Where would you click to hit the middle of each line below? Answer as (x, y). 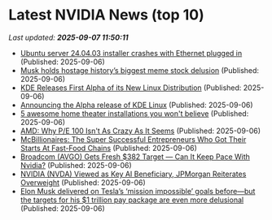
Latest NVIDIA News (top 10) (107, 15)
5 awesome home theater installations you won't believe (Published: (134, 113)
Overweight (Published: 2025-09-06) (83, 182)
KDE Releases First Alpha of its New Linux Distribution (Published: (131, 88)
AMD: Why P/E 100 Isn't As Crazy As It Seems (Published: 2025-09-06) (140, 131)
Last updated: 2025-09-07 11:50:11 (68, 37)
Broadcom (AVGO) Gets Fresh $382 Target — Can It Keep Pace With (135, 157)
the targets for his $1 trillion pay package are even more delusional (132, 200)
